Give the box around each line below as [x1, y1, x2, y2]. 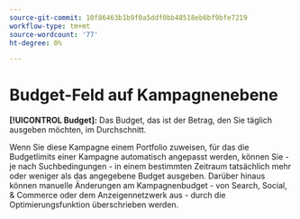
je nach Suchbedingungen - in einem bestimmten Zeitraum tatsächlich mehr [9, 161, 292, 172]
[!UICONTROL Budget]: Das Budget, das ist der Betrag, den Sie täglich [9, 114, 273, 126]
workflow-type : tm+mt [9, 22, 91, 31]
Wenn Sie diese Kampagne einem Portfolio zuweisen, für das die [9, 141, 250, 153]
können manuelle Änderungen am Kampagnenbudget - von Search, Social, [9, 180, 288, 191]
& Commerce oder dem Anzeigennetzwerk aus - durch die [9, 190, 226, 201]
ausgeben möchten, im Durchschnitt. [9, 124, 147, 135]
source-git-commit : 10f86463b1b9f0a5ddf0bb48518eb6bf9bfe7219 [9, 13, 248, 23]
